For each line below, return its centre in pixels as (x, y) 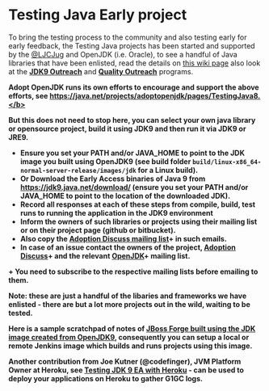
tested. (21, 313)
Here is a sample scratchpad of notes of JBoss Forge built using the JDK (132, 328)
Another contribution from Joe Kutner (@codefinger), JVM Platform (125, 361)
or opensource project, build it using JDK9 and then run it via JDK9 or (127, 128)
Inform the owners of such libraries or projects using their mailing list (139, 221)
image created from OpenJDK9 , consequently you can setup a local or (129, 337)
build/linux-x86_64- (227, 162)
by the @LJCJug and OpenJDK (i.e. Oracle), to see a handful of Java (123, 54)
